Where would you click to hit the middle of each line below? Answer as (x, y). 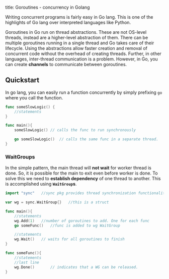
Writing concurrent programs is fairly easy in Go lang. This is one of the (79, 17)
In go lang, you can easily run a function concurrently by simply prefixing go (84, 92)
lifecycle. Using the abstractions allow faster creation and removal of (76, 48)
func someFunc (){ (23, 253)
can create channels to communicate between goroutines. (66, 64)
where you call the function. (34, 97)
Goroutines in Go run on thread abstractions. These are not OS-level (76, 32)
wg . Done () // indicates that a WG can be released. (76, 267)
